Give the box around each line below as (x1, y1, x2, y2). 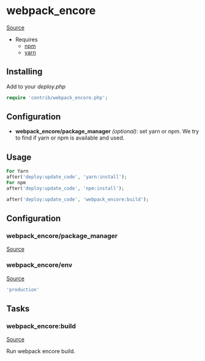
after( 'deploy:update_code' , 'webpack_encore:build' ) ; (6, 196, 149, 203)
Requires (15, 35, 38, 43)
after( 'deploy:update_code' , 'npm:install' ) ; (6, 185, 124, 192)
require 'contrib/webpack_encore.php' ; (6, 94, 108, 101)
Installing (6, 67, 43, 77)
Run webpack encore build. (6, 348, 75, 355)
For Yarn (6, 168, 29, 174)
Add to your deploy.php (6, 83, 66, 90)
